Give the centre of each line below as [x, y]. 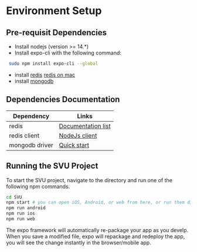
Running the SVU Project [52, 166]
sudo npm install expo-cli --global [53, 63]
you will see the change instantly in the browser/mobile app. [79, 243]
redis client [24, 135]
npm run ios [21, 214]
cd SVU [14, 197]
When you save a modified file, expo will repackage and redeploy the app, [96, 236]
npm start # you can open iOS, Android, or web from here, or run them [95, 203]
